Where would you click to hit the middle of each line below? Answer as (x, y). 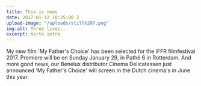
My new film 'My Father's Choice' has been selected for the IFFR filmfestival (101, 51)
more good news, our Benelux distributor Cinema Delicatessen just (89, 64)
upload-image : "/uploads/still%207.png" (58, 23)
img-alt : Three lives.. (36, 29)
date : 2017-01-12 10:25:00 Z (43, 17)
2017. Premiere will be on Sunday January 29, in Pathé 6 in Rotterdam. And (99, 58)
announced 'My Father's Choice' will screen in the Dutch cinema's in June (98, 70)
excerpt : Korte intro (33, 34)
